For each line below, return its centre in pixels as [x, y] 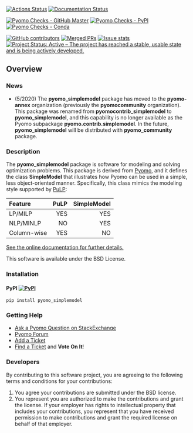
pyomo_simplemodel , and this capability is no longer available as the [99, 117]
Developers [23, 362]
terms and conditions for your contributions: [59, 381]
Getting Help [24, 315]
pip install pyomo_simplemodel [44, 301]
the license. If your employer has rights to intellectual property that [95, 405]
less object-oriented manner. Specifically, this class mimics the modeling [94, 183]
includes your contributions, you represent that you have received [94, 411]
